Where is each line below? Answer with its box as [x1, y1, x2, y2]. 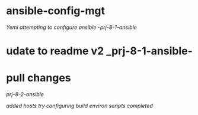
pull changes [6, 71, 71, 85]
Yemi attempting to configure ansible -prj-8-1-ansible [6, 24, 138, 31]
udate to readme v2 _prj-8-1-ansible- [6, 44, 193, 58]
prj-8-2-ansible [6, 91, 44, 98]
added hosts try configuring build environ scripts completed [6, 102, 153, 110]
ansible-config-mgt [6, 4, 106, 18]
